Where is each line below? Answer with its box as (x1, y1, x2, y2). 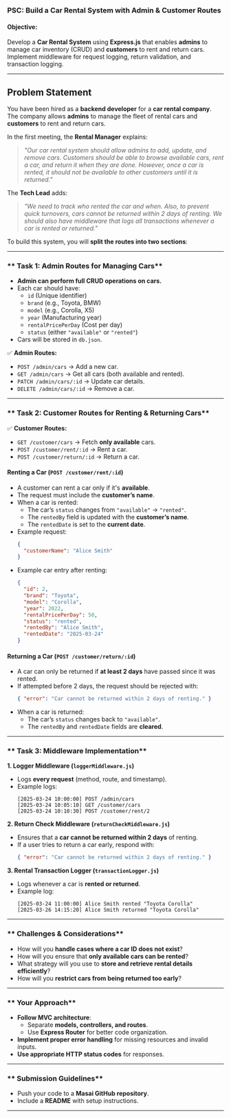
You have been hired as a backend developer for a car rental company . (7, 104, 212, 112)
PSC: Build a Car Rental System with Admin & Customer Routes (7, 6, 221, 15)
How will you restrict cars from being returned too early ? (16, 974, 182, 982)
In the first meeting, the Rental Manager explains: (7, 132, 148, 141)
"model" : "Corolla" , (23, 599, 82, 606)
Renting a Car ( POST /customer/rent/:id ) (7, 468, 124, 477)
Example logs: (16, 782, 57, 791)
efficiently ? (16, 966, 51, 975)
